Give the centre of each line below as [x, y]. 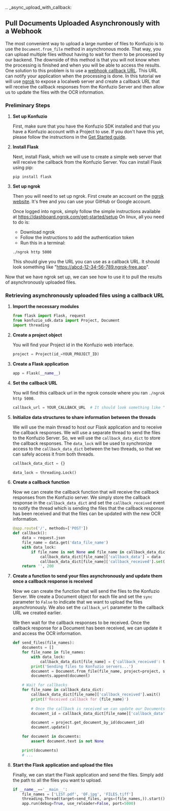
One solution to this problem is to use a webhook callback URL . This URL [81, 70]
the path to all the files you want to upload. [57, 780]
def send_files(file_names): [43, 643]
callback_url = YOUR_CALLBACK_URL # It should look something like [87, 407]
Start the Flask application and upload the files [63, 765]
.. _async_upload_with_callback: [39, 7]
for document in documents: [52, 737]
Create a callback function [41, 482]
